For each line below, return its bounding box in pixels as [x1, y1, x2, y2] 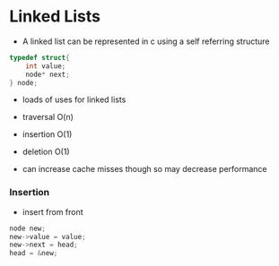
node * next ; [25, 70, 70, 79]
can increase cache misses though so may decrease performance [22, 164, 267, 175]
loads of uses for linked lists [22, 94, 126, 105]
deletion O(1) [22, 146, 70, 158]
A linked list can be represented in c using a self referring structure [22, 36, 271, 47]
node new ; [9, 224, 47, 233]
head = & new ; [9, 249, 58, 258]
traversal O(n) [22, 112, 74, 123]
